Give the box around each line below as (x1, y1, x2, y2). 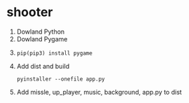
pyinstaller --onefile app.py (16, 75, 106, 83)
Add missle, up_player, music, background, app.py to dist (16, 88, 183, 96)
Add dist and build (16, 62, 70, 70)
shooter (6, 4, 53, 20)
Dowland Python (16, 27, 65, 36)
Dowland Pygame (16, 34, 68, 43)
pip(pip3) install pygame (16, 50, 92, 57)
